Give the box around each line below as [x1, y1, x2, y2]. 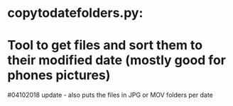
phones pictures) [7, 67, 111, 83]
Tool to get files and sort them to [7, 37, 203, 54]
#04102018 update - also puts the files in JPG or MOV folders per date [7, 90, 213, 100]
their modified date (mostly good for [7, 52, 226, 69]
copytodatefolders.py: [7, 5, 143, 21]
